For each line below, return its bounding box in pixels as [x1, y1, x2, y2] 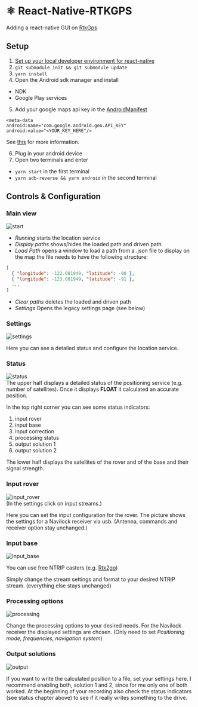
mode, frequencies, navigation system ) [6, 635, 103, 642]
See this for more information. [6, 138, 80, 145]
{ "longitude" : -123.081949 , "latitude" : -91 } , [11, 276, 135, 282]
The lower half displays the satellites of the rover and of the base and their [6, 458, 189, 466]
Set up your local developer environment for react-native [14, 57, 155, 64]
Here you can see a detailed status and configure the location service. [6, 345, 179, 352]
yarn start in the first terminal [14, 167, 89, 175]
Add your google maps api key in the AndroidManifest [14, 106, 147, 113]
